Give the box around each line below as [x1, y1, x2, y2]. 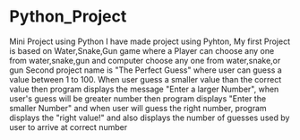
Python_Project [9, 6, 127, 27]
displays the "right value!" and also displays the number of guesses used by [9, 112, 290, 123]
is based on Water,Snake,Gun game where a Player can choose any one [9, 45, 275, 56]
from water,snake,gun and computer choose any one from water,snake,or [9, 55, 281, 66]
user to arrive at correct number [9, 121, 128, 132]
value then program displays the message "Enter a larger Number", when [9, 83, 279, 94]
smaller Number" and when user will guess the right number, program [9, 102, 267, 113]
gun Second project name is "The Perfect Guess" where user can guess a [9, 65, 282, 75]
